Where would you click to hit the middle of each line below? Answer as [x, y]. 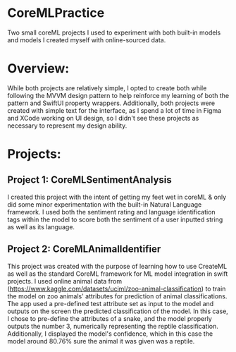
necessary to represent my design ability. [67, 126]
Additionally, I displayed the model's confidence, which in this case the [110, 334]
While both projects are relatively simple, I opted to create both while [107, 88]
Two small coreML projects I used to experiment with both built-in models [114, 32]
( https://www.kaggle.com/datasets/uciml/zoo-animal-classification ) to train [117, 289]
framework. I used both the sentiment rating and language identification [112, 212]
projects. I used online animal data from [64, 281]
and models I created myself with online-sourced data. [87, 40]
